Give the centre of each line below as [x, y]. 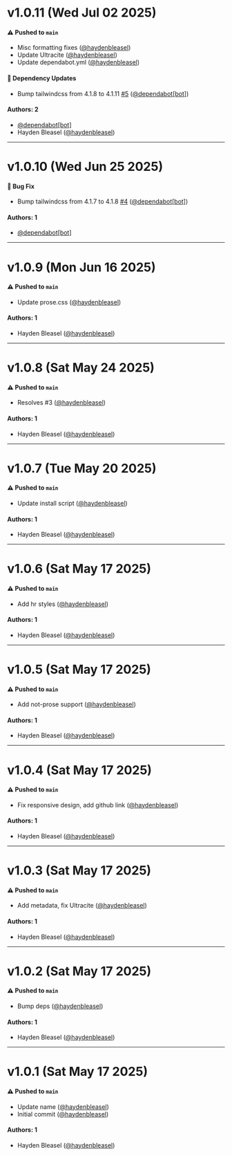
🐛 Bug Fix [21, 186]
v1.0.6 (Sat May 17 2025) [79, 569]
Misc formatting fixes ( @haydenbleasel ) [74, 48]
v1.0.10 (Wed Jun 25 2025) [85, 166]
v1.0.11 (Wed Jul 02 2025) [82, 13]
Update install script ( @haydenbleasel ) [72, 503]
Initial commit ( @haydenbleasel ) [63, 1114]
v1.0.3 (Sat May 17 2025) [79, 871]
